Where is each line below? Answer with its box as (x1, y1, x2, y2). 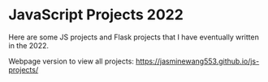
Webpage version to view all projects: (8, 56, 134, 66)
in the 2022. (8, 40, 50, 50)
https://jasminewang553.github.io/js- (135, 56, 260, 66)
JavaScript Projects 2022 (8, 6, 184, 24)
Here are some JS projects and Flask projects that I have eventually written (8, 32, 260, 42)
